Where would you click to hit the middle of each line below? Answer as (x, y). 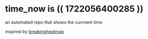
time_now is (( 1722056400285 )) (74, 9)
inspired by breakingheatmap (35, 31)
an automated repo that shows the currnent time (54, 22)
